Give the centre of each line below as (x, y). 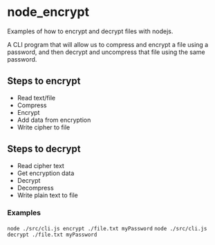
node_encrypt (48, 12)
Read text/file (36, 98)
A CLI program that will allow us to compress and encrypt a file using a (108, 44)
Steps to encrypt (44, 81)
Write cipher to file (44, 127)
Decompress (35, 188)
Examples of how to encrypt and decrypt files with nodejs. (90, 31)
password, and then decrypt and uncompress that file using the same (106, 52)
